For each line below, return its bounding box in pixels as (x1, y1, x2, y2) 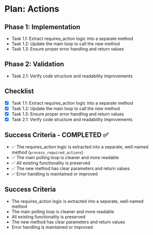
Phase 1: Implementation (4, 23, 80, 31)
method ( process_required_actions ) (11, 149, 84, 155)
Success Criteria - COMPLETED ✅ (4, 131, 108, 139)
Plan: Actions (4, 3, 60, 15)
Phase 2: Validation (4, 60, 64, 69)
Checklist (4, 87, 34, 95)
